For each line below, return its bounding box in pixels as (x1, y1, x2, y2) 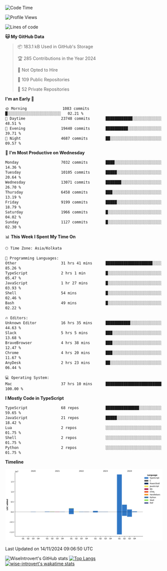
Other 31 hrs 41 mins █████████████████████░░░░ (5, 261, 162, 266)
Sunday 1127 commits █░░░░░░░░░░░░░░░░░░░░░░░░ (5, 220, 162, 225)
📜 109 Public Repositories (17, 77, 70, 82)
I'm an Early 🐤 (5, 96, 34, 102)
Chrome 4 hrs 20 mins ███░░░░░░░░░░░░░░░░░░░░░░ (5, 350, 162, 355)
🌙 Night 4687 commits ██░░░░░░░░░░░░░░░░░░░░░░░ (5, 136, 162, 141)
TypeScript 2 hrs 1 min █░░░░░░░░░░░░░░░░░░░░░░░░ (5, 271, 162, 276)
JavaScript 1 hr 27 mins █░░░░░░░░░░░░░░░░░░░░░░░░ (5, 281, 162, 286)
